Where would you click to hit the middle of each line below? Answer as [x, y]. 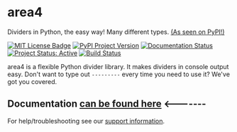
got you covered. [32, 81]
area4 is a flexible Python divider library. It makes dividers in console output [118, 66]
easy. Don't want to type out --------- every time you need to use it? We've [119, 74]
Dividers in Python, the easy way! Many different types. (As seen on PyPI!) [116, 32]
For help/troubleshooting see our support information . [86, 121]
